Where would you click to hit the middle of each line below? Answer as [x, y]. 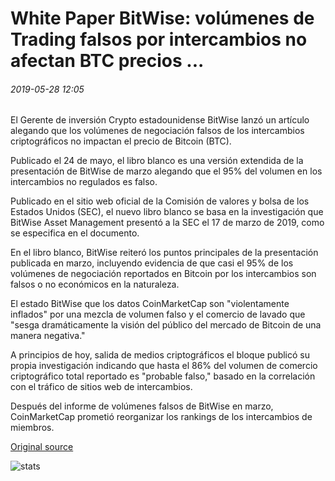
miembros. [32, 428]
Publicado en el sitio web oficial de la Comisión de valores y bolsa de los [160, 201]
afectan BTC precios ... [107, 61]
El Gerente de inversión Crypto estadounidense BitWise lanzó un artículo [160, 120]
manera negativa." [48, 336]
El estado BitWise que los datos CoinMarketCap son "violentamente [150, 304]
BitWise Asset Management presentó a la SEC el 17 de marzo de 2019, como [167, 223]
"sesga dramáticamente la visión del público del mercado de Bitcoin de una [166, 325]
